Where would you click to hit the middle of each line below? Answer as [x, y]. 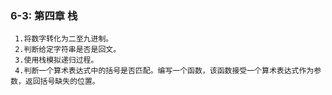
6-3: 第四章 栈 [44, 15]
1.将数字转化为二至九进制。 [64, 39]
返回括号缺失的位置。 [62, 82]
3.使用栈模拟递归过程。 [56, 60]
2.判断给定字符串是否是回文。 [68, 50]
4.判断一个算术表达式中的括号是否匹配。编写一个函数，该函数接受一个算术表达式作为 [164, 71]
